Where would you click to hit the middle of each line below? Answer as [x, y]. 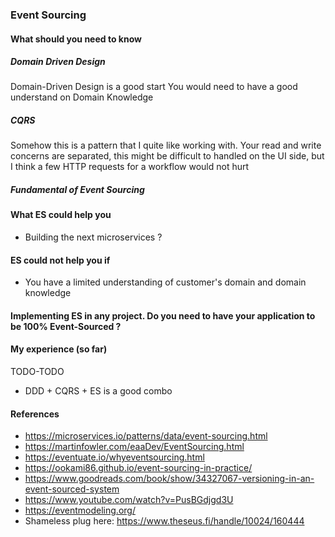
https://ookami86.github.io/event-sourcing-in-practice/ [138, 468]
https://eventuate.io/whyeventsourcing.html [114, 457]
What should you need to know [76, 39]
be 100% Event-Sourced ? [66, 326]
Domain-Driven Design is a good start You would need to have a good [154, 87]
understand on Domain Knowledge [82, 97]
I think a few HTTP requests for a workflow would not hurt [130, 167]
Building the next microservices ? [93, 237]
